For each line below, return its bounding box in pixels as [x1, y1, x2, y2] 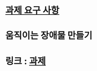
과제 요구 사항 [5, 5, 60, 16]
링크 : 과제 [5, 55, 46, 67]
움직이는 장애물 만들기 [5, 30, 92, 41]
